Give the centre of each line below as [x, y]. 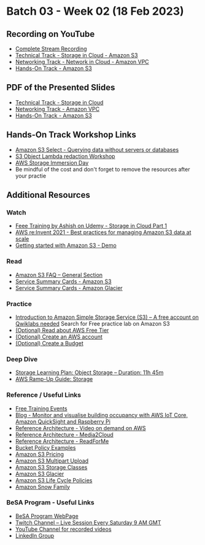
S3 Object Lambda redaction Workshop [65, 156]
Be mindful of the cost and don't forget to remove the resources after [102, 169]
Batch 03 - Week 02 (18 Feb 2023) [95, 11]
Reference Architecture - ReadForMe [62, 441]
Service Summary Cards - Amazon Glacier [69, 288]
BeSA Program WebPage [47, 516]
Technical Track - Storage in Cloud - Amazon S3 [76, 55]
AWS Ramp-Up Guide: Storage [54, 379]
